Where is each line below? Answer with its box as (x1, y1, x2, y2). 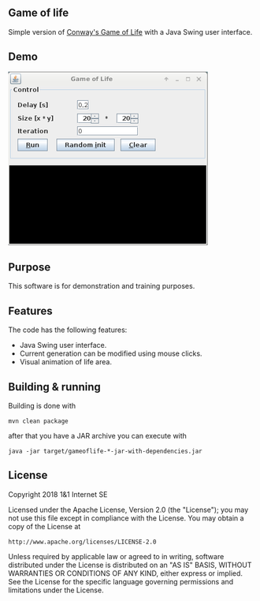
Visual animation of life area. (19, 357, 113, 367)
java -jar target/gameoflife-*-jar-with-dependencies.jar (8, 447, 202, 456)
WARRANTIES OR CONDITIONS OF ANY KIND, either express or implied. (8, 568, 243, 578)
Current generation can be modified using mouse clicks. (19, 349, 202, 358)
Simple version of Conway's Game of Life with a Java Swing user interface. (8, 27, 253, 36)
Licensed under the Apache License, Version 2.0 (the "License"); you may (8, 505, 249, 514)
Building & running (8, 380, 101, 394)
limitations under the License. (8, 585, 104, 595)
